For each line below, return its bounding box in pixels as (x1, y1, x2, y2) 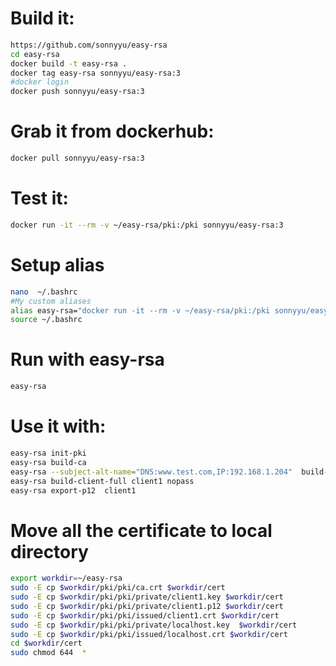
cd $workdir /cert (10, 638, 83, 649)
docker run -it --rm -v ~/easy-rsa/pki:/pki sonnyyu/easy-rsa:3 (10, 220, 284, 230)
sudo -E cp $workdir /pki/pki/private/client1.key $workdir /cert (10, 592, 284, 602)
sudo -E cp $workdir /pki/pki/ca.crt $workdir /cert (10, 583, 226, 593)
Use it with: (10, 415, 107, 438)
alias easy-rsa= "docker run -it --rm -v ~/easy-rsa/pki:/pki (10, 305, 271, 316)
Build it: (10, 7, 75, 30)
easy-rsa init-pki (10, 448, 87, 458)
